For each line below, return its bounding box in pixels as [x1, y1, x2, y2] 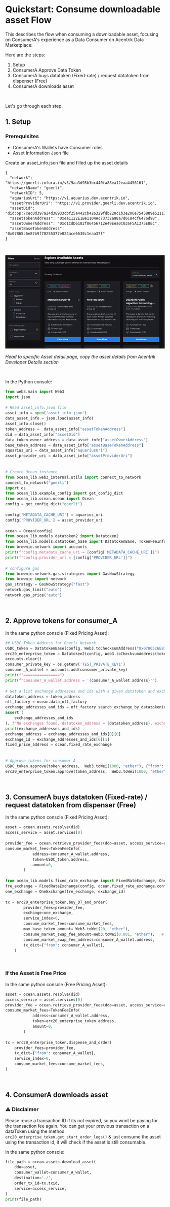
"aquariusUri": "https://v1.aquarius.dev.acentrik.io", [10, 195, 130, 201]
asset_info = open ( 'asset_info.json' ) [5, 410, 87, 416]
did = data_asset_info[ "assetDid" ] [5, 432, 80, 437]
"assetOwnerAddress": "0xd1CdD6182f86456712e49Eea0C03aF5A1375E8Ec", [10, 221, 159, 226]
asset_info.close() [5, 421, 47, 427]
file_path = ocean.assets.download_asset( [5, 1159, 96, 1164]
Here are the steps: [5, 52, 46, 58]
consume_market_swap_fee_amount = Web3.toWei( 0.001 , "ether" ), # [23, 932, 164, 937]
